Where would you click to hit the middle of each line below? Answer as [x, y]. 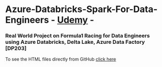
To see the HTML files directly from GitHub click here [61, 59]
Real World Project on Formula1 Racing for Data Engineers [78, 36]
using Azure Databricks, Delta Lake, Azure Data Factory [75, 42]
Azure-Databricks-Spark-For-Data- [82, 9]
